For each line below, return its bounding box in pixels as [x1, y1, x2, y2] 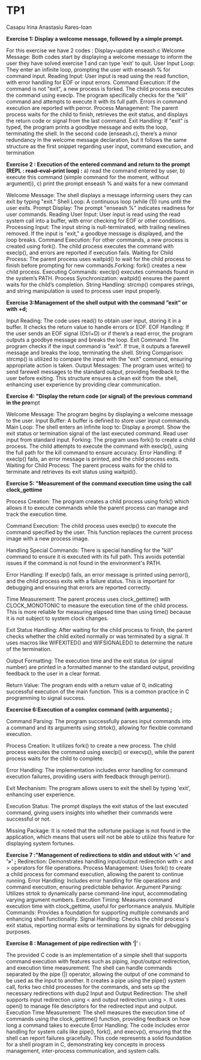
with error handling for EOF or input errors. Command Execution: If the [6, 79, 181, 86]
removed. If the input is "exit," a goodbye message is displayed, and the [6, 230, 184, 237]
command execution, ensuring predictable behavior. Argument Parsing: [6, 883, 182, 890]
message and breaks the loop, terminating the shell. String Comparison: [6, 349, 184, 356]
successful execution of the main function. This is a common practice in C [6, 688, 190, 695]
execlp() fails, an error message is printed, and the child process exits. [6, 455, 180, 462]
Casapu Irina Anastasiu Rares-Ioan [6, 23, 92, 31]
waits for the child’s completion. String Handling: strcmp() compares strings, [6, 281, 195, 288]
